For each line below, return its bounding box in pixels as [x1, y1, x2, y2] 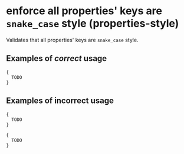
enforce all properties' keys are [6, 4, 162, 18]
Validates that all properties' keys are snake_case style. [6, 36, 139, 43]
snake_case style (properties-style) [6, 17, 179, 30]
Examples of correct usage [6, 53, 107, 63]
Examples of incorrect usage [6, 96, 114, 106]
